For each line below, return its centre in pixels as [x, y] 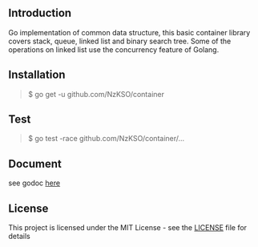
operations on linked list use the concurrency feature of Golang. [114, 49]
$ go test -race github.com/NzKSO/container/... [106, 139]
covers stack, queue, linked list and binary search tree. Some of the [120, 41]
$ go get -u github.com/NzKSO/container [96, 94]
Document [35, 164]
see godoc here [34, 183]
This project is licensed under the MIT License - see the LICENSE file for [127, 228]
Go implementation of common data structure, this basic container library [129, 32]
